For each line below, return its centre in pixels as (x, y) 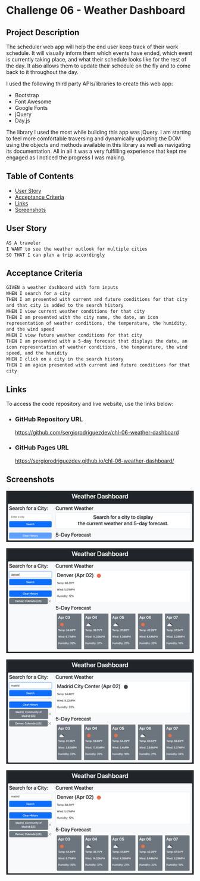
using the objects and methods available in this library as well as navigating (99, 145)
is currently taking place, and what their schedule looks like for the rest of (96, 59)
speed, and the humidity (37, 353)
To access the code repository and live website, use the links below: (90, 404)
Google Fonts (31, 108)
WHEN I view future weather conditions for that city (74, 335)
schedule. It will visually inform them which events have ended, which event (99, 53)
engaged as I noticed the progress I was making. (66, 158)
